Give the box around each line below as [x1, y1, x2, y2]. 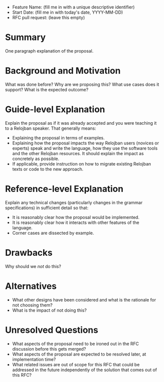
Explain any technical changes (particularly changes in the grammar [5, 199, 143, 205]
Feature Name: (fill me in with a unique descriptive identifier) [12, 4, 135, 10]
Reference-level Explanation [5, 184, 124, 194]
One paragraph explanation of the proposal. [5, 48, 94, 54]
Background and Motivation [5, 65, 121, 77]
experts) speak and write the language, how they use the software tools [12, 145, 158, 151]
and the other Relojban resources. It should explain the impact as [12, 150, 144, 156]
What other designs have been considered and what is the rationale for [12, 297, 156, 302]
